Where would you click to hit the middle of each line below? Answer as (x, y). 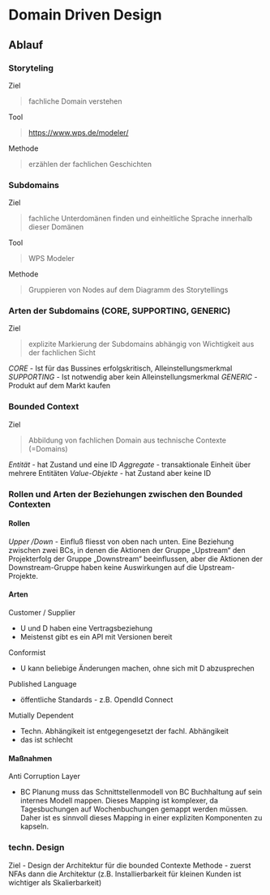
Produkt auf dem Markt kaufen (60, 386)
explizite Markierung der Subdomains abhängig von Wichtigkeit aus (141, 344)
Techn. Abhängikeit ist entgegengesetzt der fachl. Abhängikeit (124, 731)
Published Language (43, 684)
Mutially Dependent (41, 716)
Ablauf (26, 45)
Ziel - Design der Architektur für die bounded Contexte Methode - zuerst (130, 865)
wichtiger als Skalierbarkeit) (55, 882)
